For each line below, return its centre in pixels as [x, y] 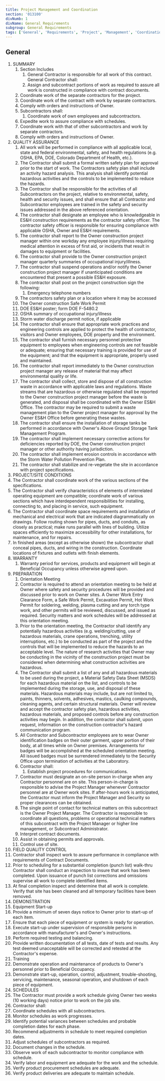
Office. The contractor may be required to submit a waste [78, 407]
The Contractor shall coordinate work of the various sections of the [81, 480]
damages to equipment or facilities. [56, 251]
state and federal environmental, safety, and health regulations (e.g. [88, 152]
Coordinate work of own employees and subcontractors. [84, 116]
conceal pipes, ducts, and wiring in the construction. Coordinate [77, 548]
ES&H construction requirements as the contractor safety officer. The [90, 220]
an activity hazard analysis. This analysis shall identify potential [84, 173]
